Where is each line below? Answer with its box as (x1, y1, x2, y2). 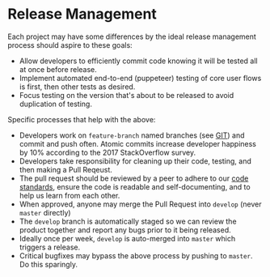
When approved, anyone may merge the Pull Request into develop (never (19, 199, 262, 209)
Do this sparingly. (19, 259, 78, 269)
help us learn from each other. (19, 190, 120, 200)
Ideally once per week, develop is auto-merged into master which (19, 233, 236, 243)
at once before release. (19, 64, 98, 74)
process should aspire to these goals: (7, 40, 133, 49)
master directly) (19, 207, 71, 217)
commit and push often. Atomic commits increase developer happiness (19, 138, 256, 148)
